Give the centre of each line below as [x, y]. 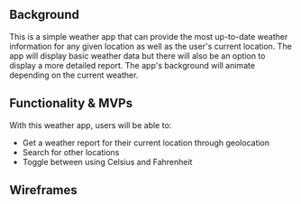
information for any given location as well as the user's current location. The [151, 46]
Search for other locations [71, 152]
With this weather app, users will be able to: [91, 125]
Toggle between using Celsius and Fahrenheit [107, 162]
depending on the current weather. [74, 75]
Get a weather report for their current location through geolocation [146, 143]
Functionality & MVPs [71, 103]
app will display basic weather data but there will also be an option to [137, 56]
